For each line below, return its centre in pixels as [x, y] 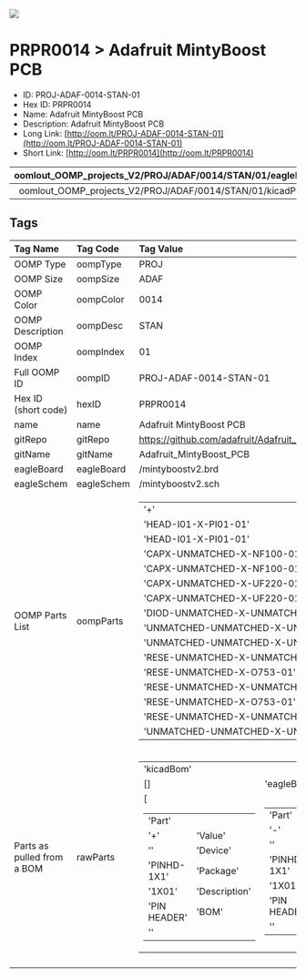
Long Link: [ [45, 133]
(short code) [41, 410]
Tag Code [98, 249]
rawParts [96, 857]
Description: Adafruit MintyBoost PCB [93, 124]
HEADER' [168, 917]
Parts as [31, 845]
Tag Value [161, 249]
